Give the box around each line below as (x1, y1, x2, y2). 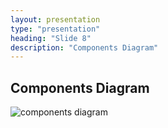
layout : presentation (10, 14, 101, 25)
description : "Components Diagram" (10, 42, 159, 53)
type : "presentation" (10, 24, 101, 34)
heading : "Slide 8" (10, 33, 92, 43)
